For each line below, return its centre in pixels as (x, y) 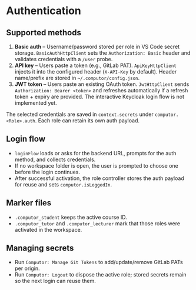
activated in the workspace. (48, 229)
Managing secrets (40, 248)
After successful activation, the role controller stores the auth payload (99, 178)
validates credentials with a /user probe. (64, 59)
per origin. (27, 268)
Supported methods (44, 33)
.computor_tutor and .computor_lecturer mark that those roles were (97, 223)
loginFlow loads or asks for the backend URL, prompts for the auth (95, 153)
